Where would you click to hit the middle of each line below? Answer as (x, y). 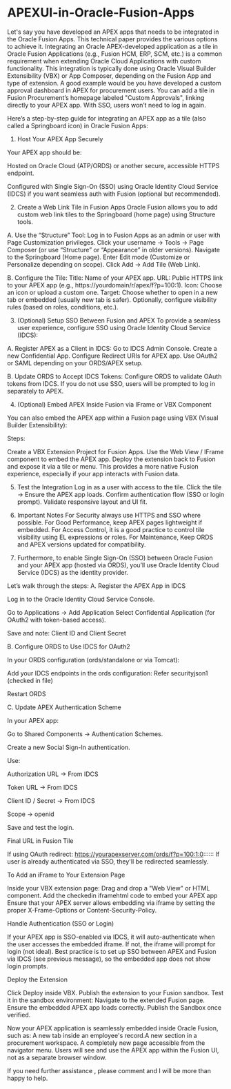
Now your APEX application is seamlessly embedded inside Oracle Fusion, (113, 1028)
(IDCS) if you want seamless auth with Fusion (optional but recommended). (114, 194)
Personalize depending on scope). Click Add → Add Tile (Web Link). (104, 264)
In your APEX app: (33, 720)
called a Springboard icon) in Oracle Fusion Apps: (78, 125)
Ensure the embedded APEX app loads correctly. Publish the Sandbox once (114, 1007)
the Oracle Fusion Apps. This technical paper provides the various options (112, 39)
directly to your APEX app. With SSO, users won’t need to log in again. (107, 105)
